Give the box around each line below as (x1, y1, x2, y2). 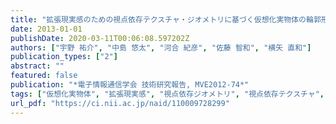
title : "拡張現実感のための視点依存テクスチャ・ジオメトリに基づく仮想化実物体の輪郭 (10, 14, 322, 25)
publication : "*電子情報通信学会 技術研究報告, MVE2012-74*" (10, 80, 250, 90)
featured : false (10, 71, 78, 81)
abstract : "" (10, 61, 65, 71)
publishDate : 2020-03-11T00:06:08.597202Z (10, 33, 190, 43)
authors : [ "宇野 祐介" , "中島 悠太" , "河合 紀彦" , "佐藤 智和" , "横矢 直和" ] (10, 42, 312, 53)
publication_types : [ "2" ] (10, 52, 118, 62)
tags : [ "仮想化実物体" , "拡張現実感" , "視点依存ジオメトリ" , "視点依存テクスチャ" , (10, 89, 325, 99)
